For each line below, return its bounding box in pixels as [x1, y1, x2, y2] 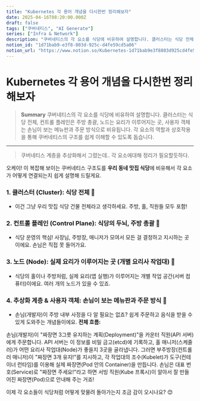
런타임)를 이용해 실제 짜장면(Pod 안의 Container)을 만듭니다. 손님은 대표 [17, 360, 185, 368]
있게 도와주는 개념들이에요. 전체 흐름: [14, 318, 101, 325]
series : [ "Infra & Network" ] [6, 31, 79, 37]
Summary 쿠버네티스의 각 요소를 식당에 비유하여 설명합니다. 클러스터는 [20, 111, 187, 118]
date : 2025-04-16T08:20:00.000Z [6, 14, 86, 20]
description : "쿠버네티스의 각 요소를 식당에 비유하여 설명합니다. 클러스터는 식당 [6, 36, 183, 42]
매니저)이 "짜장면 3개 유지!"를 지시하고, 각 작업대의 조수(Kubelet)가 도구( [12, 353, 182, 360]
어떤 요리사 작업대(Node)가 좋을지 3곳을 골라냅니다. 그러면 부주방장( [18, 346, 178, 353]
